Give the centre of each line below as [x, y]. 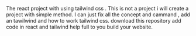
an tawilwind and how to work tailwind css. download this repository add [94, 21]
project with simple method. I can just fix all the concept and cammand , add [98, 15]
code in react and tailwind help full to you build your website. [80, 27]
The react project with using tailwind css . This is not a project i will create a [97, 8]
